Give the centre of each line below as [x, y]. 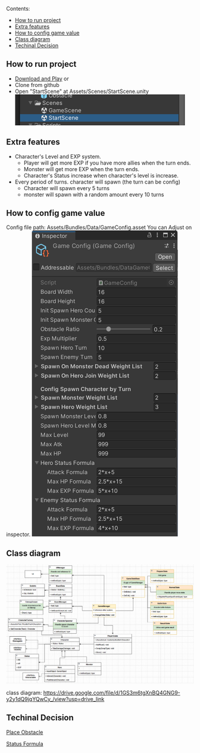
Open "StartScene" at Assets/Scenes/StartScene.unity [82, 91]
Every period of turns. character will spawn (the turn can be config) [97, 182]
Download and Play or [42, 78]
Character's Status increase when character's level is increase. [101, 175]
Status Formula [25, 743]
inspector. [18, 534]
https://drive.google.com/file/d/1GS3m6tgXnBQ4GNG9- [112, 692]
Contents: [18, 9]
